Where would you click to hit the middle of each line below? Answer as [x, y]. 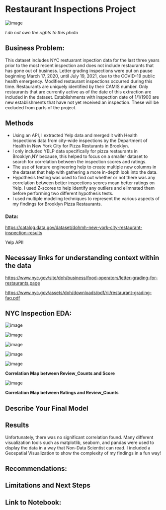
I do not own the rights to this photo [42, 32]
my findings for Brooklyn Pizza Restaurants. [57, 204]
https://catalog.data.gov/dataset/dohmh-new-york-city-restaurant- [74, 227]
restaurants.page [23, 283]
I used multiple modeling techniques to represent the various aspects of [86, 198]
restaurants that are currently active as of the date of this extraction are [78, 92]
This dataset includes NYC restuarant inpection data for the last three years [83, 60]
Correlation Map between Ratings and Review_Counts [62, 393]
